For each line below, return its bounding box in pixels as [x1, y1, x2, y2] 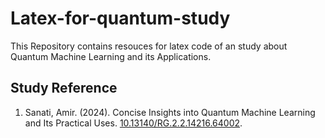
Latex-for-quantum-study [10, 7, 231, 30]
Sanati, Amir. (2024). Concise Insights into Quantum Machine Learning [24, 106, 316, 118]
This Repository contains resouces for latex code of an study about [10, 40, 288, 52]
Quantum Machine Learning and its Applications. [10, 50, 212, 62]
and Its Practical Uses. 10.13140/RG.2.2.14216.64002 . [24, 117, 243, 129]
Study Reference [10, 80, 118, 97]
